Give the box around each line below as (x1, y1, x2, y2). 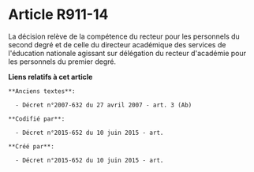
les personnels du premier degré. (8, 57, 117, 66)
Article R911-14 (8, 6, 109, 24)
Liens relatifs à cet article (8, 72, 93, 81)
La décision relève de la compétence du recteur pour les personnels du (8, 32, 241, 41)
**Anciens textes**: (8, 87, 77, 95)
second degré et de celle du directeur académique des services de (8, 39, 226, 49)
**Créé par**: (8, 142, 55, 151)
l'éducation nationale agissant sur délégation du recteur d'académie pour (8, 48, 247, 58)
